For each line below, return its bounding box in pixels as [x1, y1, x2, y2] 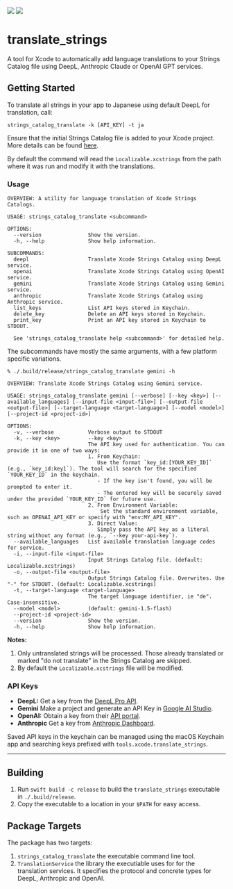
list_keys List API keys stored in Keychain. [13, 304, 191, 312]
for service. [7, 544, 45, 552]
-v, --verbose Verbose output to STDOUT [13, 429, 163, 436]
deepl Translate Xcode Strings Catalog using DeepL [13, 256, 222, 263]
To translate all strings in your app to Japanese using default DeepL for [7, 101, 210, 109]
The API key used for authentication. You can [87, 441, 225, 448]
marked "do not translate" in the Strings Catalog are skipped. [17, 657, 192, 665]
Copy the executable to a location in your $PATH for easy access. [17, 800, 201, 808]
